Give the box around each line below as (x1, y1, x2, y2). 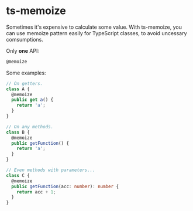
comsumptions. (6, 36, 44, 43)
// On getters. (6, 80, 43, 86)
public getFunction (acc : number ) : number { (11, 183, 119, 189)
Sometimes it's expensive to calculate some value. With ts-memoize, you (6, 23, 182, 30)
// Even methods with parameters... (6, 167, 95, 173)
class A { (6, 86, 30, 92)
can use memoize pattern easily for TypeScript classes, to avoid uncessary (6, 29, 187, 36)
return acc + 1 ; (16, 189, 57, 195)
